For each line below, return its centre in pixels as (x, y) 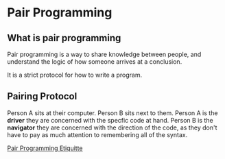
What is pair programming (64, 38)
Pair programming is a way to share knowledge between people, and (104, 54)
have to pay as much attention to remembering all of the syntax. (97, 134)
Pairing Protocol (42, 96)
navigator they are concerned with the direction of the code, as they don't (112, 127)
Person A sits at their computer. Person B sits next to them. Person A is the (113, 113)
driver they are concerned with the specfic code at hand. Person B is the (110, 120)
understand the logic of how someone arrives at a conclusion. (95, 62)
